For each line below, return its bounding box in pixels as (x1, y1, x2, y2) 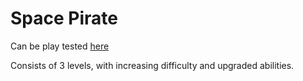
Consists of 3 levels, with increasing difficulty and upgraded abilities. (10, 59, 295, 71)
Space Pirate (10, 7, 118, 30)
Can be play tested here (10, 40, 110, 52)
